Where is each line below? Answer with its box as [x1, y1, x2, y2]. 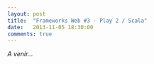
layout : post [7, 10, 46, 18]
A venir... [7, 50, 33, 58]
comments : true [7, 30, 53, 38]
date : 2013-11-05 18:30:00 [7, 23, 94, 31]
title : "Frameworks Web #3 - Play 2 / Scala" [7, 17, 148, 24]
